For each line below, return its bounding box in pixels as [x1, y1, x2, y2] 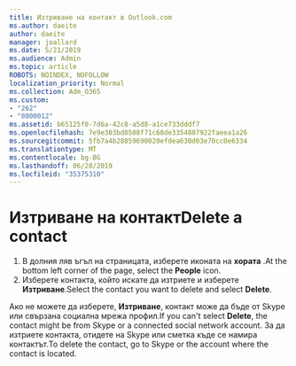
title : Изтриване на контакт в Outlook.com [9, 12, 173, 22]
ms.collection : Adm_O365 [9, 87, 101, 96]
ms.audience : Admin [9, 54, 82, 63]
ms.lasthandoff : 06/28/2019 [9, 161, 113, 170]
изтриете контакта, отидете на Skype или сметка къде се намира [9, 330, 258, 340]
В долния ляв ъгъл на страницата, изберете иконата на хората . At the [21, 256, 288, 267]
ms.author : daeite [9, 21, 77, 30]
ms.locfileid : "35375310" [9, 169, 105, 178]
